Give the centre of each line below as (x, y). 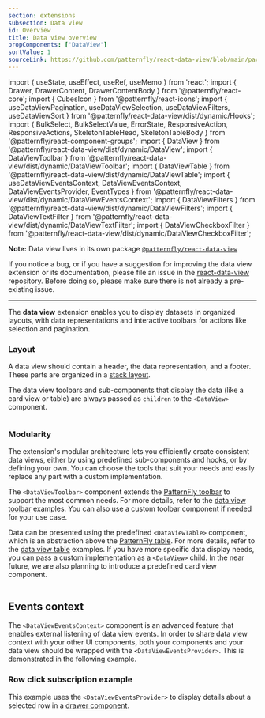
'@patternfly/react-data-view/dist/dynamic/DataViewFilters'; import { (120, 208)
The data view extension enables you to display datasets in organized (122, 312)
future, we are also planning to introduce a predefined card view (112, 566)
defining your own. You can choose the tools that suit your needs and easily (131, 468)
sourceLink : (28, 60)
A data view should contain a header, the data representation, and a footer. (130, 367)
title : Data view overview (52, 38)
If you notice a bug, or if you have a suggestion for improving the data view (130, 264)
